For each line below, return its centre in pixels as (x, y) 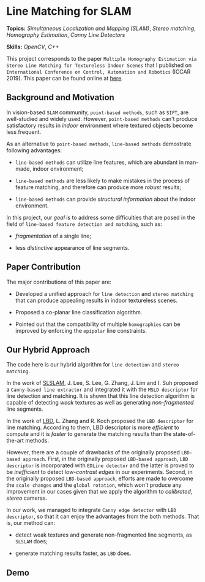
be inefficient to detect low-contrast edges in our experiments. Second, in (99, 472)
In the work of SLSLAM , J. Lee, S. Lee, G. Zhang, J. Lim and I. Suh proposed (102, 383)
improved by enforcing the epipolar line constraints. (81, 330)
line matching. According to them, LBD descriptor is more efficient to (93, 427)
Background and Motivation (60, 97)
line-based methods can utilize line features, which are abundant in (99, 162)
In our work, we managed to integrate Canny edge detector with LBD (91, 510)
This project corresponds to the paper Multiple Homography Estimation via (102, 58)
